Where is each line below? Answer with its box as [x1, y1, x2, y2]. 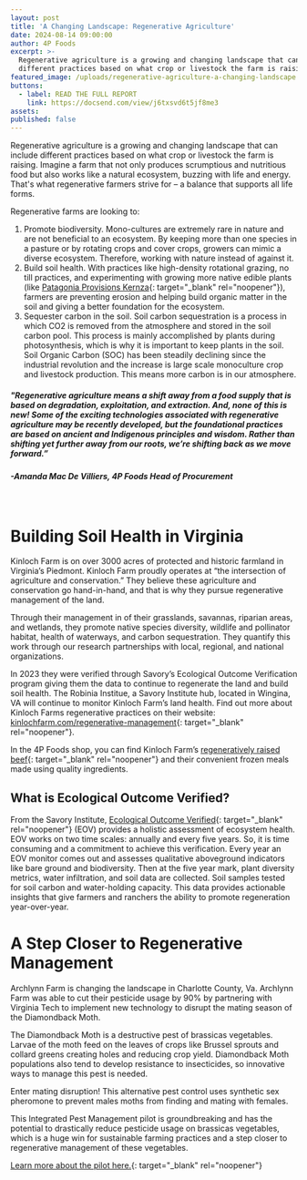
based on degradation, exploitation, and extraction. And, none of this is [10, 399, 288, 410]
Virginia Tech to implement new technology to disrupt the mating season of [10, 1002, 292, 1013]
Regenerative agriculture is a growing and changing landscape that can [10, 140, 279, 151]
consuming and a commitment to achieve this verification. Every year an [10, 844, 281, 855]
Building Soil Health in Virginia [10, 526, 244, 547]
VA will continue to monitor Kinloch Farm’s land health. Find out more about [10, 698, 292, 709]
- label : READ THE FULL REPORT [18, 89, 138, 98]
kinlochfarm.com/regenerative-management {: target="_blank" [10, 717, 244, 728]
